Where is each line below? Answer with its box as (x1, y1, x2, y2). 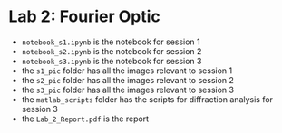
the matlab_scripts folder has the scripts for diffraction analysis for (21, 93, 274, 105)
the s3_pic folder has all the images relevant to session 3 (21, 84, 235, 95)
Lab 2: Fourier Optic (8, 6, 160, 27)
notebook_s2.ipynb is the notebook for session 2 (21, 45, 202, 56)
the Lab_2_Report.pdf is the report (21, 113, 150, 124)
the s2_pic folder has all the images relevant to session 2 (21, 74, 235, 85)
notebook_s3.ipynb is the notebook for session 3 (21, 55, 202, 66)
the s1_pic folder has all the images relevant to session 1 (21, 65, 233, 76)
